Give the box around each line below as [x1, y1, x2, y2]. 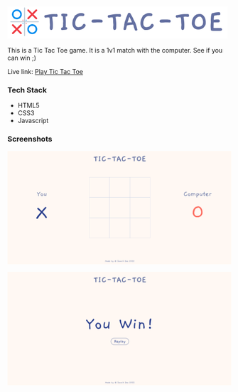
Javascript [17, 117, 49, 125]
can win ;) [7, 53, 37, 62]
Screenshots [7, 134, 53, 144]
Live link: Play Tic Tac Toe [7, 68, 84, 75]
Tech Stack [7, 85, 48, 95]
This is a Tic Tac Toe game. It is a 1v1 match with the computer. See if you [7, 46, 223, 54]
